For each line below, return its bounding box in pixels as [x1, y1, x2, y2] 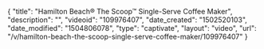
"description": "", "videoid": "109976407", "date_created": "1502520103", [7, 15, 248, 24]
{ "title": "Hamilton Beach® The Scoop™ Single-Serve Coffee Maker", [7, 7, 233, 16]
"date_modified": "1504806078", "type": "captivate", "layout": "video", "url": [7, 24, 257, 32]
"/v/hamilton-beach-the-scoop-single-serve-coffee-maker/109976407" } [7, 32, 248, 41]
